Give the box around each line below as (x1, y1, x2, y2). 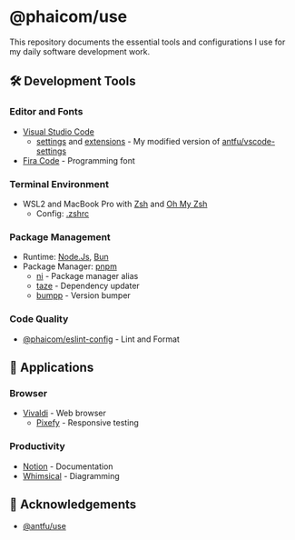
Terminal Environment (9, 177, 109, 190)
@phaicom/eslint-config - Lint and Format (22, 334, 180, 345)
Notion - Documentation (22, 461, 113, 472)
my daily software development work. (9, 45, 151, 56)
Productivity (9, 440, 65, 453)
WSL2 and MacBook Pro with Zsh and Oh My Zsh (22, 198, 208, 209)
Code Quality (9, 313, 69, 325)
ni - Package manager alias (35, 271, 139, 282)
